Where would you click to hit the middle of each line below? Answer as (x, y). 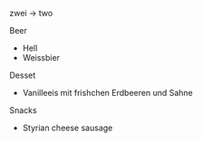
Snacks (24, 110)
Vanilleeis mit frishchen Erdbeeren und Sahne (107, 93)
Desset (23, 75)
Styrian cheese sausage (67, 128)
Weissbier (41, 57)
